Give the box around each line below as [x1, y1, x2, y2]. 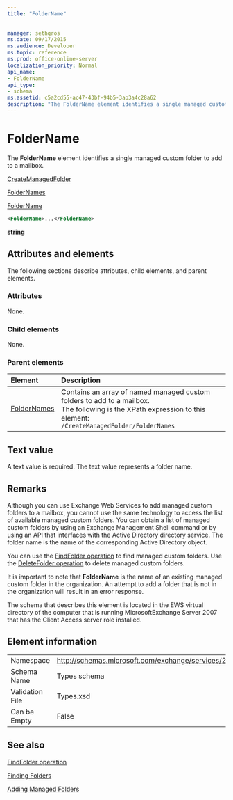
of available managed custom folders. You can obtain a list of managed [7, 516, 210, 524]
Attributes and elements [7, 248, 114, 260]
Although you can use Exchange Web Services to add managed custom [7, 501, 212, 510]
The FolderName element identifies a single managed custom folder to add [7, 154, 223, 162]
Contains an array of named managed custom [61, 387, 210, 397]
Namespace [10, 655, 51, 665]
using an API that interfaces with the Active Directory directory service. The [7, 531, 223, 540]
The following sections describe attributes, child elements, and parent [7, 266, 207, 275]
